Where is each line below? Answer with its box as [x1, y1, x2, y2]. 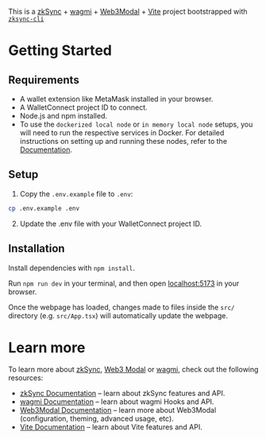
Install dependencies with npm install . [8, 262, 135, 273]
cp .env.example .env [8, 204, 80, 212]
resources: [8, 373, 44, 383]
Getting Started [8, 41, 113, 60]
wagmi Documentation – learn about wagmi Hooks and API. [19, 397, 214, 406]
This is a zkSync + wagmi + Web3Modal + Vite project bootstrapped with [8, 7, 248, 16]
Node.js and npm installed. [19, 111, 108, 120]
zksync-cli [8, 15, 44, 23]
